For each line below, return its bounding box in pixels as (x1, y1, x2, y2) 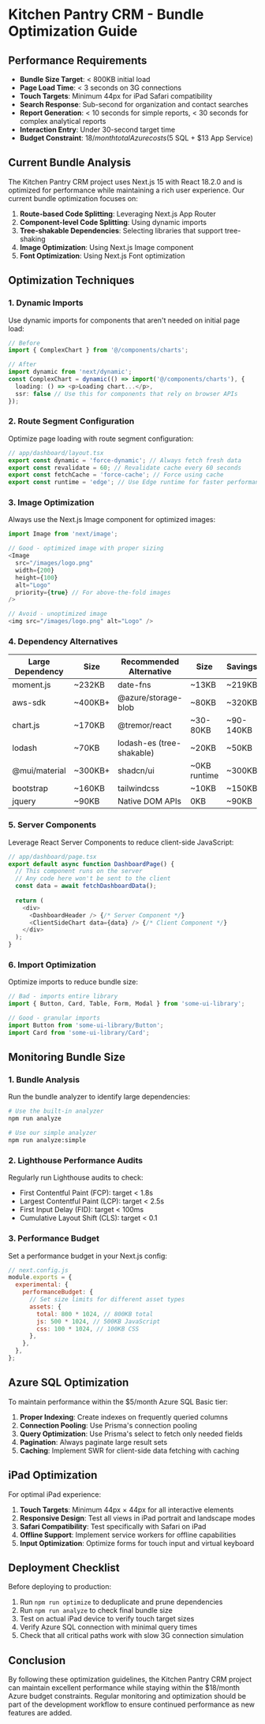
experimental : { (15, 1281, 69, 1289)
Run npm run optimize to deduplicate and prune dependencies (19, 1597, 223, 1606)
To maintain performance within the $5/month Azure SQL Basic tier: (8, 1397, 229, 1406)
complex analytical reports (19, 117, 106, 125)
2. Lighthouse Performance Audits (8, 1155, 144, 1166)
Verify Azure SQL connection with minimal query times (19, 1622, 198, 1632)
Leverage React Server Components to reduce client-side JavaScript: (8, 838, 234, 847)
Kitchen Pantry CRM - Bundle (8, 6, 204, 24)
